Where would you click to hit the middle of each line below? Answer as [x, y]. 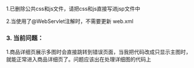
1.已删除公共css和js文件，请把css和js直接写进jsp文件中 [73, 9]
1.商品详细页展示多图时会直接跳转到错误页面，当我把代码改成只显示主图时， [98, 52]
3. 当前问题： [25, 38]
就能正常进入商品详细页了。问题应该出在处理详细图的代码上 [79, 59]
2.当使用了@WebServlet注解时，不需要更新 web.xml [70, 21]
